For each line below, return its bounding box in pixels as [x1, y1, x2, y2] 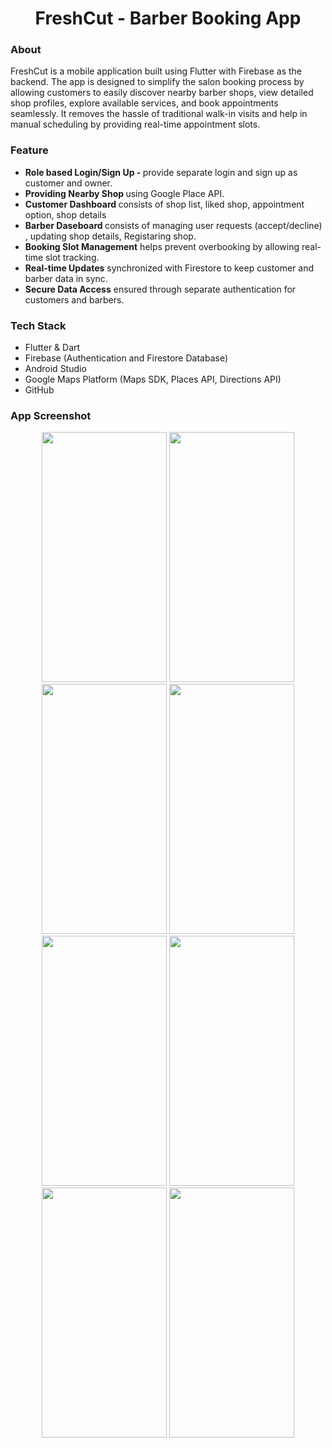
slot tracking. [45, 251, 100, 263]
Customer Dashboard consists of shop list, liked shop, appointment [24, 198, 305, 210]
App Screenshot [10, 409, 92, 422]
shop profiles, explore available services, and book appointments [10, 97, 279, 109]
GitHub [24, 384, 55, 396]
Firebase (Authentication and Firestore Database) [24, 352, 228, 364]
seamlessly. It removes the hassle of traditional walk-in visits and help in [10, 108, 308, 120]
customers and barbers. [24, 293, 125, 306]
